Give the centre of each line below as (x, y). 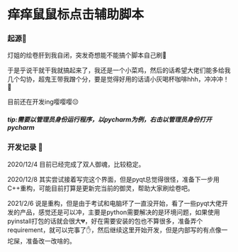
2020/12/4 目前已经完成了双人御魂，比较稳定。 (76, 164)
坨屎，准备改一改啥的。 (41, 241)
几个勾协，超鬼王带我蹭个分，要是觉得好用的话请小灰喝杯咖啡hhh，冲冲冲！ (118, 80)
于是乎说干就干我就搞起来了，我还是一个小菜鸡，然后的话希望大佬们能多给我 (119, 70)
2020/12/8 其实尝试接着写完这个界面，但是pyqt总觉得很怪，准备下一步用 (113, 179)
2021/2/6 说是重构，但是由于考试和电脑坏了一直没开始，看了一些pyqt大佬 (114, 203)
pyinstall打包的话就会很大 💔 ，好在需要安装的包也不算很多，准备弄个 (105, 221)
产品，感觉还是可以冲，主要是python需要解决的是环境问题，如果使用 (120, 212)
